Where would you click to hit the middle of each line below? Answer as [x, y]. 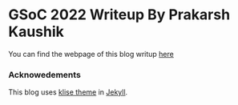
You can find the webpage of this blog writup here [91, 54]
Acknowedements [45, 75]
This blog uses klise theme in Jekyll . [68, 92]
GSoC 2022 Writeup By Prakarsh [119, 15]
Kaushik [36, 32]
